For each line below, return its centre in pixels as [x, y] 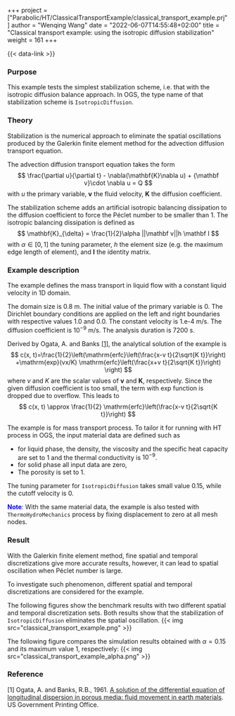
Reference [25, 675]
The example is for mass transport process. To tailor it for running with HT [115, 428]
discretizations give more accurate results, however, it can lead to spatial [113, 563]
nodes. [17, 522]
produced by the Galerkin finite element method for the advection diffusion [116, 143]
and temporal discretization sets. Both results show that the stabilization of [115, 613]
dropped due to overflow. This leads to [63, 395]
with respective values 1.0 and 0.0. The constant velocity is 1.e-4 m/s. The [115, 321]
